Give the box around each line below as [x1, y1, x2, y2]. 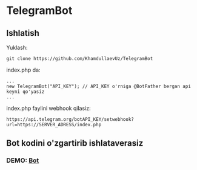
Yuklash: [6, 44, 28, 51]
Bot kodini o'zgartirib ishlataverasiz [6, 138, 144, 149]
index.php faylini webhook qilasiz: [6, 104, 91, 112]
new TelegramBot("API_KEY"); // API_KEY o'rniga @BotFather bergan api [6, 83, 191, 89]
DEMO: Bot [6, 156, 39, 165]
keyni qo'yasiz [6, 89, 45, 95]
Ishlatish [6, 28, 39, 38]
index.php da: [6, 66, 41, 73]
